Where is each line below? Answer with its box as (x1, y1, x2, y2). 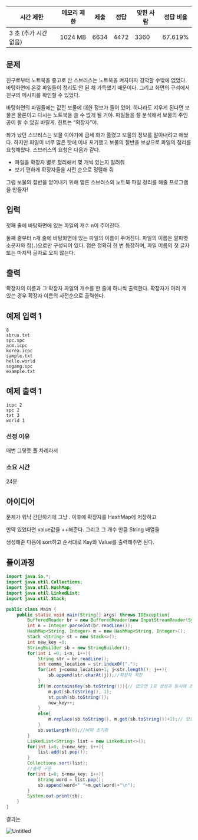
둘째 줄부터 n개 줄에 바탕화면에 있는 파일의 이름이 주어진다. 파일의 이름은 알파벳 (6, 234, 189, 241)
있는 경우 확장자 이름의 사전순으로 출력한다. (6, 292, 105, 299)
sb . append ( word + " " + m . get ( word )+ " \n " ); (37, 782, 136, 788)
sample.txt (6, 353, 33, 359)
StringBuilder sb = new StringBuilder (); (27, 644, 131, 651)
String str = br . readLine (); (37, 656, 110, 661)
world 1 (6, 418, 25, 424)
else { (37, 711, 51, 717)
